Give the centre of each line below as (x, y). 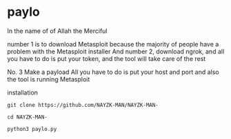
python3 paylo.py (32, 129)
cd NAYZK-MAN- (28, 117)
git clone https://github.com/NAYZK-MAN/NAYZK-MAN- (83, 105)
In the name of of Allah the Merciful (58, 31)
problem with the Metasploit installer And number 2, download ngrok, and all (116, 51)
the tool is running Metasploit (49, 79)
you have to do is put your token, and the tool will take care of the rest (107, 58)
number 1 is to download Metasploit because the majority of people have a (113, 44)
